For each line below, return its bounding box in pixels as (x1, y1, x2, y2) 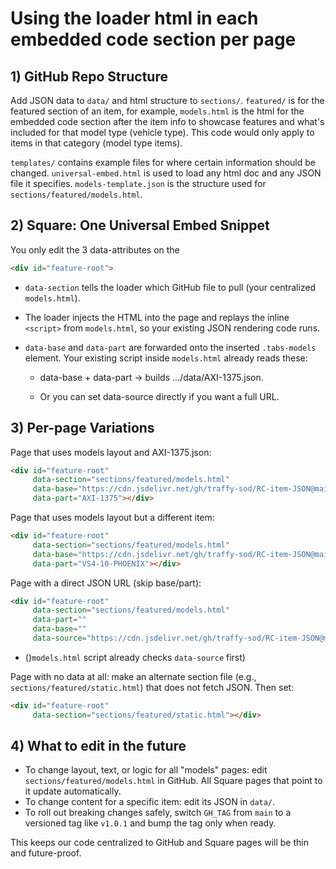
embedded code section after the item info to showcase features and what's (10, 116, 325, 127)
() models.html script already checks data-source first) (24, 651, 246, 663)
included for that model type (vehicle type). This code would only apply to (10, 127, 315, 138)
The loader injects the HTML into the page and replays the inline (24, 311, 290, 323)
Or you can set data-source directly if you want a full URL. (39, 390, 280, 402)
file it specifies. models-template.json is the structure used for (10, 178, 267, 189)
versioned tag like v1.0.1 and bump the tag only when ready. (24, 817, 277, 829)
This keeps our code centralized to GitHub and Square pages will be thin (10, 837, 309, 849)
